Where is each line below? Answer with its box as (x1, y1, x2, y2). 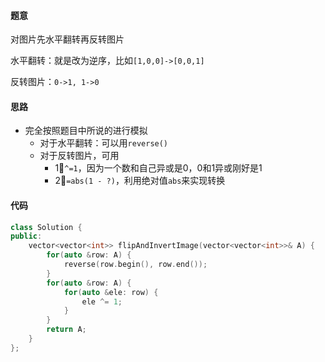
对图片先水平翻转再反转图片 (10, 33, 125, 45)
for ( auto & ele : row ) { (63, 287, 159, 297)
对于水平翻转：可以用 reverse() (39, 137, 169, 149)
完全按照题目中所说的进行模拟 (24, 125, 148, 137)
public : (10, 231, 43, 242)
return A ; (46, 325, 87, 335)
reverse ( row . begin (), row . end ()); (63, 260, 208, 270)
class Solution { (10, 222, 83, 232)
